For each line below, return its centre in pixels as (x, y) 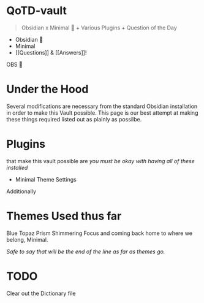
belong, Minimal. (27, 239)
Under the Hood (47, 89)
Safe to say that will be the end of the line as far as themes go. (86, 251)
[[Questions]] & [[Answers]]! (51, 52)
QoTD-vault (37, 11)
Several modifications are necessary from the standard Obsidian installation (102, 106)
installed (17, 167)
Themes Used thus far (64, 216)
